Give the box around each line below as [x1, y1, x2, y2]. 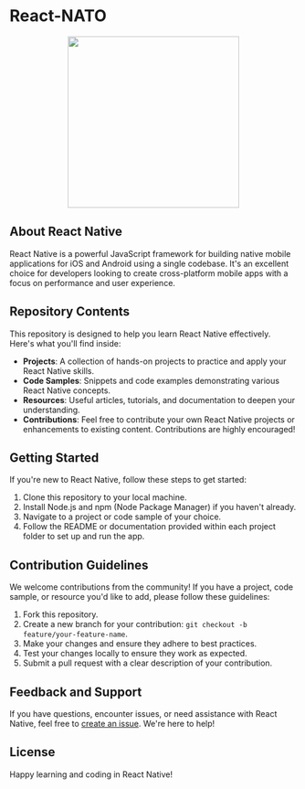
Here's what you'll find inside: [9, 337, 121, 348]
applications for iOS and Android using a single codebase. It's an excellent [9, 258, 289, 269]
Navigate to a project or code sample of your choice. [22, 511, 222, 522]
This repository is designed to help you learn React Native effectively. [9, 328, 271, 339]
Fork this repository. [22, 609, 99, 620]
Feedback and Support [9, 684, 142, 699]
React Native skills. [22, 365, 95, 376]
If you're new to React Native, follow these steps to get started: [9, 474, 247, 485]
